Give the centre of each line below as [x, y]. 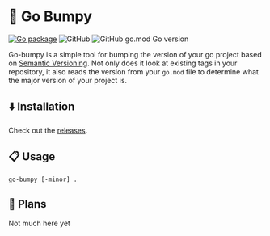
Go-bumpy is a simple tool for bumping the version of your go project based [135, 54]
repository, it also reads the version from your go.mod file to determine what [133, 71]
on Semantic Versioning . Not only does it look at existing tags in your [123, 63]
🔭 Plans [27, 204]
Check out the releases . [48, 130]
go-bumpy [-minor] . [43, 179]
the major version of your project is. [68, 80]
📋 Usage [32, 157]
